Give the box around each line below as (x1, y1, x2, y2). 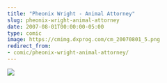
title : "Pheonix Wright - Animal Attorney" (7, 10, 136, 17)
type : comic (7, 29, 42, 37)
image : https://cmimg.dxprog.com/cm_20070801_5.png (7, 36, 160, 43)
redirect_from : (7, 43, 51, 50)
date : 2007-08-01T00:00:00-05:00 (7, 23, 104, 30)
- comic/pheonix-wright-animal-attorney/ (7, 50, 129, 56)
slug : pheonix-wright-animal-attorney (7, 17, 120, 24)
